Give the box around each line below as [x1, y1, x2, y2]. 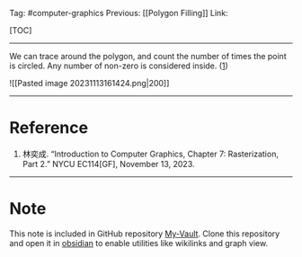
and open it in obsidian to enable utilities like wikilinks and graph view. [9, 237, 268, 248]
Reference [9, 118, 88, 138]
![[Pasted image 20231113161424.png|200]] [9, 78, 170, 88]
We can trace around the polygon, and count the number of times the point [9, 51, 287, 61]
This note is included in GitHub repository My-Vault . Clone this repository [9, 228, 280, 239]
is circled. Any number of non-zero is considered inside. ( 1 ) [9, 60, 229, 71]
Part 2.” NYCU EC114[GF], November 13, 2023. [22, 158, 195, 169]
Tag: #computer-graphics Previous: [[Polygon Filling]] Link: [9, 8, 228, 18]
